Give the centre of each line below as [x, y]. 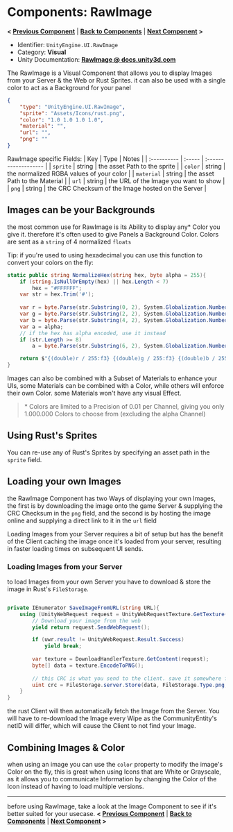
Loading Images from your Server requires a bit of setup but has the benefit [115, 534]
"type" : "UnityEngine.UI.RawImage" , [73, 107]
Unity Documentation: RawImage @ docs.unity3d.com [96, 59]
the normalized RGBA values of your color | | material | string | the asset [111, 173]
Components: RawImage [80, 12]
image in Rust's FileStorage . [48, 589]
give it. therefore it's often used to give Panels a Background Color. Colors [113, 234]
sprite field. [25, 459]
